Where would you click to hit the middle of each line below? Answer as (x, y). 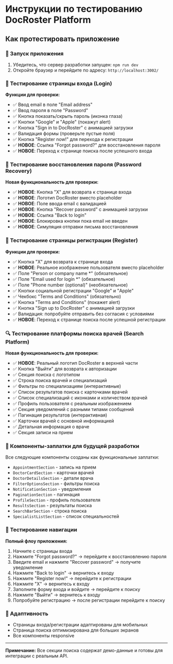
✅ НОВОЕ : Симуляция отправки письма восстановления (75, 227)
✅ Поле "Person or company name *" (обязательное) (70, 273)
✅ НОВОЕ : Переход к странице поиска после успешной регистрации (89, 319)
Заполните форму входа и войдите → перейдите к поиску (76, 589)
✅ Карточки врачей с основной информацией (63, 421)
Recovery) (19, 171)
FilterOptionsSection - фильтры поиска (56, 483)
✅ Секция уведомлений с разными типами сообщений (73, 409)
